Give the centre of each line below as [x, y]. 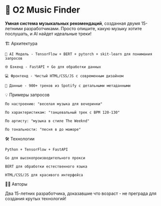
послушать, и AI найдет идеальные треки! [48, 34]
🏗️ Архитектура [21, 43]
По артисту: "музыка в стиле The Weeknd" [47, 121]
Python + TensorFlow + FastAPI [37, 149]
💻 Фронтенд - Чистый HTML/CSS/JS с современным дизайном [64, 76]
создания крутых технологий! [36, 198]
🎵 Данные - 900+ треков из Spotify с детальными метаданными [68, 86]
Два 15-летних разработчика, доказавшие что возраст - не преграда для [81, 193]
